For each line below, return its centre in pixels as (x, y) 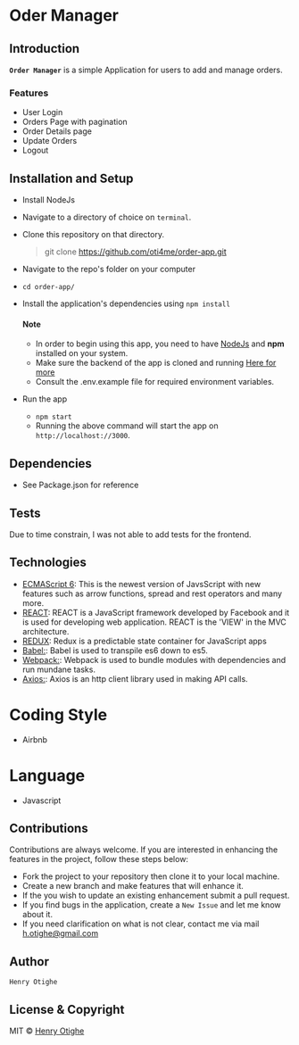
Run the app (45, 399)
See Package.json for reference (80, 485)
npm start (54, 417)
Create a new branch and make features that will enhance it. (133, 886)
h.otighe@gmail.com (60, 933)
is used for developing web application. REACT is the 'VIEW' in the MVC (154, 622)
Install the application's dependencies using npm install (126, 303)
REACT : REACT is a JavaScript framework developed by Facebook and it (156, 612)
